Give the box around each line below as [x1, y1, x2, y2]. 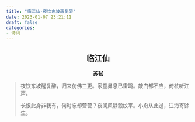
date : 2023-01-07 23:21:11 [6, 14, 72, 20]
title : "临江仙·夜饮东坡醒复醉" [6, 8, 76, 15]
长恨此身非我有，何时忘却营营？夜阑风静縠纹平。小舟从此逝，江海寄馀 [20, 102, 190, 109]
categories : [6, 25, 35, 31]
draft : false [6, 19, 38, 25]
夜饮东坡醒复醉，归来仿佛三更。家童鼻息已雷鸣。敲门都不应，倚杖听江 [20, 82, 190, 89]
